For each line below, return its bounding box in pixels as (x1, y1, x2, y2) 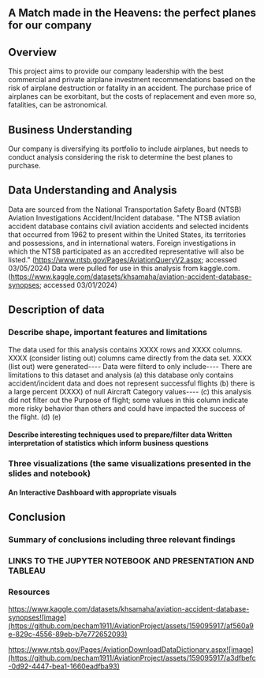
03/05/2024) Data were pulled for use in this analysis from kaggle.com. (8, 263, 240, 273)
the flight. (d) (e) (8, 412, 61, 421)
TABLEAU (8, 565, 46, 576)
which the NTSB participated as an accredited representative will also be (8, 247, 244, 256)
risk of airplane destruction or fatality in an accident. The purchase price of (8, 83, 252, 93)
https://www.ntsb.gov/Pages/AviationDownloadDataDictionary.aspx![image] (8, 645, 254, 654)
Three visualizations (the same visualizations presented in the (8, 458, 251, 469)
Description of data (8, 303, 105, 317)
